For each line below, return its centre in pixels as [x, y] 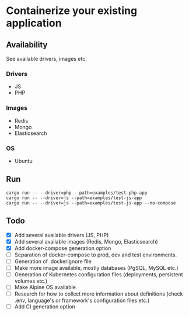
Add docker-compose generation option [63, 248]
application [34, 23]
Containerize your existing [72, 11]
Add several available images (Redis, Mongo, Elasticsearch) [86, 241]
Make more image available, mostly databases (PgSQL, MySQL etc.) [97, 268]
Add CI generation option [45, 307]
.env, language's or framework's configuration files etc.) [82, 301]
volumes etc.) [31, 281]
